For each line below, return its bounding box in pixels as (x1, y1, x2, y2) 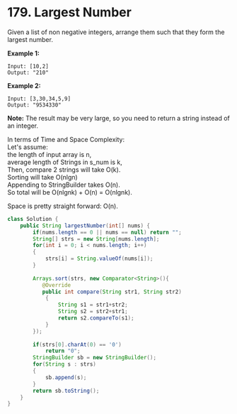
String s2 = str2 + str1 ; (57, 308, 129, 315)
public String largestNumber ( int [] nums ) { (20, 222, 151, 229)
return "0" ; (45, 347, 81, 355)
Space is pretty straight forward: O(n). (7, 202, 118, 210)
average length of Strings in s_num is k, (7, 158, 122, 166)
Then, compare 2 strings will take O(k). (7, 165, 121, 174)
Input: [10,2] (7, 62, 50, 70)
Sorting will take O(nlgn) (7, 173, 78, 181)
